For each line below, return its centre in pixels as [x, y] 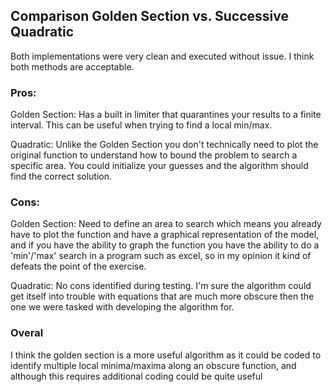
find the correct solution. [61, 176]
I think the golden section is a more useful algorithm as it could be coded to [166, 355]
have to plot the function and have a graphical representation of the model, [165, 235]
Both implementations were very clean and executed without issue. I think [162, 56]
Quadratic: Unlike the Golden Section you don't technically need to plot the [164, 145]
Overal [27, 333]
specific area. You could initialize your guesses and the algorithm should [159, 166]
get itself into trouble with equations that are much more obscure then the [162, 296]
